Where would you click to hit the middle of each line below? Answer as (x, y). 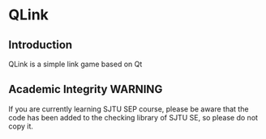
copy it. (21, 126)
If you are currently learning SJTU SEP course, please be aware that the (129, 109)
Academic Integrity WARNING (86, 89)
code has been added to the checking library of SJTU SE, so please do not (133, 117)
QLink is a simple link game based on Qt (75, 64)
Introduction (41, 45)
